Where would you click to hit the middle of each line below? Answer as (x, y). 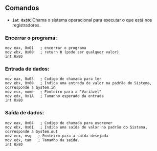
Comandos (22, 8)
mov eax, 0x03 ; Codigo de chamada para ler (53, 79)
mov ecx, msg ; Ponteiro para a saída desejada (57, 136)
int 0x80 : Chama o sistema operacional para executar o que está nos (82, 20)
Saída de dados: (25, 113)
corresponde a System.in (30, 88)
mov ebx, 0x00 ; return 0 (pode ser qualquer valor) (62, 52)
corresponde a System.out (31, 131)
